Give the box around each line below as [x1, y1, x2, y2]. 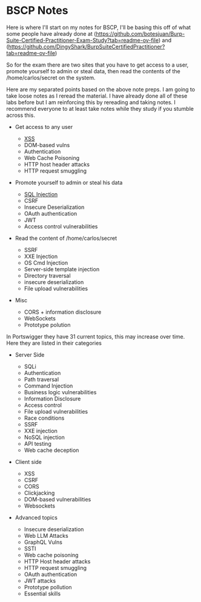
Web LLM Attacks [24, 532, 68, 539]
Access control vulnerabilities [24, 222, 98, 230]
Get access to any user [15, 123, 73, 130]
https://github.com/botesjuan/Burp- [96, 30, 185, 37]
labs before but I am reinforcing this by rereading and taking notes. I [6, 98, 176, 106]
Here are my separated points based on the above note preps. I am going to [6, 85, 196, 93]
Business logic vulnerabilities [24, 388, 97, 395]
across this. [6, 111, 35, 119]
